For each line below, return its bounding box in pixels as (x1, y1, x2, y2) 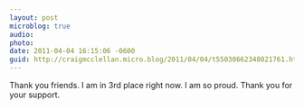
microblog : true (9, 22, 71, 31)
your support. (9, 89, 61, 100)
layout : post (9, 13, 59, 23)
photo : (9, 38, 34, 48)
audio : (9, 30, 34, 39)
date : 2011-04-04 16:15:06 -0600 (9, 47, 136, 56)
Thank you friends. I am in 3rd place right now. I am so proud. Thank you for (9, 80, 293, 90)
